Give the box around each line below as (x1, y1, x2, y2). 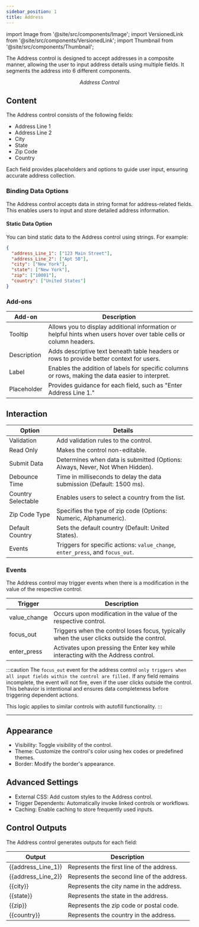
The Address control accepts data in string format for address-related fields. (6, 200, 193, 207)
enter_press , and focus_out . (56, 548, 134, 556)
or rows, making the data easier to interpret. (48, 371, 170, 380)
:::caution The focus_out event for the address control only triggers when (6, 666, 187, 673)
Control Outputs (6, 823, 67, 833)
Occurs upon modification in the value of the (53, 610, 178, 618)
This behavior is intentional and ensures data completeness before (6, 685, 169, 692)
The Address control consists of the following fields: (6, 111, 134, 118)
